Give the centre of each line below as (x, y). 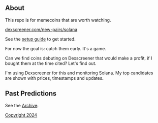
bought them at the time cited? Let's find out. (51, 63)
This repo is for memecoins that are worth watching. (58, 20)
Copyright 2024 (21, 115)
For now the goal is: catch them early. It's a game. (56, 48)
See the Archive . (22, 105)
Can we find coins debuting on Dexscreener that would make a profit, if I (79, 58)
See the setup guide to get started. (40, 39)
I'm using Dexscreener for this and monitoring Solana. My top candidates (79, 73)
